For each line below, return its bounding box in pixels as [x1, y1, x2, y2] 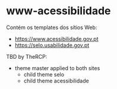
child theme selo [23, 71, 64, 78]
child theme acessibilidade [23, 77, 89, 84]
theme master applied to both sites [14, 64, 100, 72]
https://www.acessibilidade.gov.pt [14, 35, 99, 42]
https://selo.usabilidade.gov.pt [14, 42, 90, 49]
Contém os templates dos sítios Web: [6, 24, 97, 31]
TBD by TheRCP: [6, 53, 48, 60]
